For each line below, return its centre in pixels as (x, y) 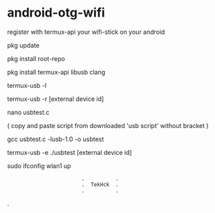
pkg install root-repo (36, 58)
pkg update (24, 45)
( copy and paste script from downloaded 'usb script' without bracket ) (108, 125)
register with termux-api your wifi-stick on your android (86, 32)
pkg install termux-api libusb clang (56, 72)
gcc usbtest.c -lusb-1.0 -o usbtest (56, 139)
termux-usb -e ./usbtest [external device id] (70, 152)
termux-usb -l (27, 85)
